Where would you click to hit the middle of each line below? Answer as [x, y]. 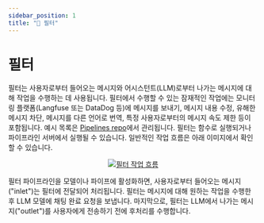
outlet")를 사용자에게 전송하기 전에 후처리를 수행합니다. [105, 211]
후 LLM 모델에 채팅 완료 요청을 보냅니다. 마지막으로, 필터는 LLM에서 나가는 [124, 201]
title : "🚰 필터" [33, 23]
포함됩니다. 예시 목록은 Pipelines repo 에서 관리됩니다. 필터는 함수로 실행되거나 [130, 128]
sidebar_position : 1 [42, 15]
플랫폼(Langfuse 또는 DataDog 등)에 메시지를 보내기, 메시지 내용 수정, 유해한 [136, 108]
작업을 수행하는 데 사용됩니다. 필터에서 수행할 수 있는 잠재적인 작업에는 [125, 98]
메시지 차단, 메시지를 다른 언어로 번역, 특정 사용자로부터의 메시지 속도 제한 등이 [130, 118]
